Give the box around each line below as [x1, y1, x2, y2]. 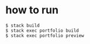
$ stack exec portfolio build [5, 27, 79, 34]
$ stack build [5, 23, 40, 28]
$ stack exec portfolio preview [5, 32, 84, 38]
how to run [5, 3, 59, 17]
